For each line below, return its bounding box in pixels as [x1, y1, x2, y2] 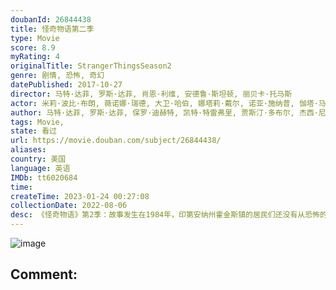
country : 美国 [10, 154, 67, 164]
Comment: [10, 266, 78, 283]
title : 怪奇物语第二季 [10, 24, 95, 34]
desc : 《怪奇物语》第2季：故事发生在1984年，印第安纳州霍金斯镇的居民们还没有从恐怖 [10, 210, 320, 220]
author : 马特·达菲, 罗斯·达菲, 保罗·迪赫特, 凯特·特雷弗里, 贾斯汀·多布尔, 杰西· [10, 107, 319, 118]
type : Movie [10, 33, 60, 43]
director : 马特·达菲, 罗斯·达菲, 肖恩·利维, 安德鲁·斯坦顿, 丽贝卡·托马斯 [10, 89, 293, 99]
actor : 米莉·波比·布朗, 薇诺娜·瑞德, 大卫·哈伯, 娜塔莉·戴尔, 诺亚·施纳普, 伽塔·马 [10, 98, 327, 108]
